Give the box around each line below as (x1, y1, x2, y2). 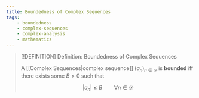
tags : (6, 14, 20, 20)
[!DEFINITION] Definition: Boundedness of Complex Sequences (20, 53, 177, 60)
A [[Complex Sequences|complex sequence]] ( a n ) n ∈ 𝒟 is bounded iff (20, 65, 194, 73)
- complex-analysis (17, 31, 66, 37)
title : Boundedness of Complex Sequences (6, 8, 111, 15)
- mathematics (17, 36, 52, 42)
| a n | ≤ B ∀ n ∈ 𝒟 (82, 84, 133, 93)
